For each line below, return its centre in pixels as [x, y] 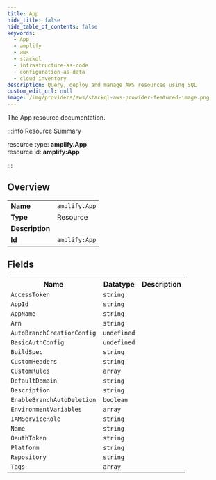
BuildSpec [27, 352]
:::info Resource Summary [44, 131]
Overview [29, 187]
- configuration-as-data [49, 72]
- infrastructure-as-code [51, 65]
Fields [21, 265]
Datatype [119, 284]
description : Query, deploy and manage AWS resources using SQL [102, 85]
